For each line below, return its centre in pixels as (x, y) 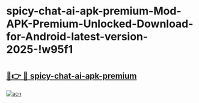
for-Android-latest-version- (77, 37)
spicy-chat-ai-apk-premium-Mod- (94, 11)
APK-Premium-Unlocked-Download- (100, 24)
